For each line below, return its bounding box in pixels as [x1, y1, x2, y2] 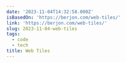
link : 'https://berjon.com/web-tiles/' [6, 20, 108, 26]
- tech [12, 43, 29, 49]
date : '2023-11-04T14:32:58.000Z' [6, 8, 94, 15]
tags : [6, 31, 20, 37]
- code [12, 37, 29, 43]
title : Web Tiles [6, 48, 51, 54]
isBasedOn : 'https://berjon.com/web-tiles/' [6, 14, 121, 20]
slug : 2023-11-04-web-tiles [6, 25, 78, 32]
